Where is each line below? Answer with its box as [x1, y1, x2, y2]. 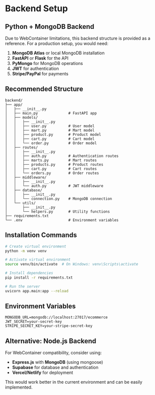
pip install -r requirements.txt [5, 275, 73, 280]
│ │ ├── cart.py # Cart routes [5, 166, 97, 171]
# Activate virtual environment [5, 257, 71, 262]
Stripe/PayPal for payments [12, 71, 69, 76]
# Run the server [5, 284, 40, 289]
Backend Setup [5, 3, 68, 14]
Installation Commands [5, 231, 77, 240]
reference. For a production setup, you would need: [5, 41, 109, 46]
